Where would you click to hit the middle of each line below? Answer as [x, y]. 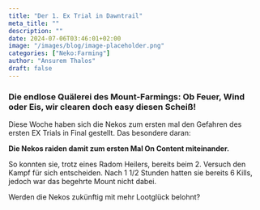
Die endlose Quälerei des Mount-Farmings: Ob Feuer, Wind [127, 96]
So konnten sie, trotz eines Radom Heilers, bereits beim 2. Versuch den [127, 164]
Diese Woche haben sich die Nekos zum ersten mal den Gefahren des [125, 124]
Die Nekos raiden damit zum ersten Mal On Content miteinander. [119, 149]
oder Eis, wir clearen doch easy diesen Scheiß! [102, 107]
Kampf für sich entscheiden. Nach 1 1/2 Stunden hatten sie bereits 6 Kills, [130, 173]
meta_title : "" [34, 23]
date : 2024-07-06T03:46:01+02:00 [65, 38]
